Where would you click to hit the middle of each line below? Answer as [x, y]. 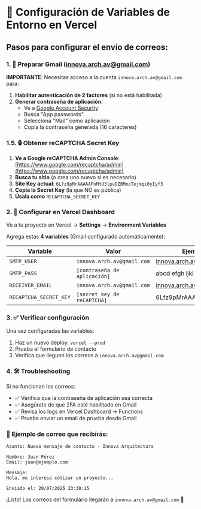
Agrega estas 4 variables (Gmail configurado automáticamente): [86, 237]
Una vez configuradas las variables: [50, 331]
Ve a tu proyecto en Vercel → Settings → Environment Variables [86, 225]
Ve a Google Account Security [61, 108]
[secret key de [98, 294]
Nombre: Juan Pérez [31, 457]
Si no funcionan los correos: [41, 387]
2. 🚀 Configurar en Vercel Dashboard [61, 212]
